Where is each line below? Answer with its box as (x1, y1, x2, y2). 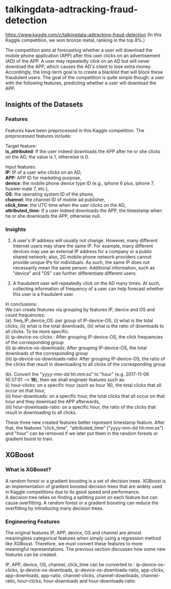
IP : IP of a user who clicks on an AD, (5, 169, 82, 175)
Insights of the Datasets (5, 100, 83, 109)
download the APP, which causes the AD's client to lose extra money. (5, 63, 152, 69)
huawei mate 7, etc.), (5, 185, 49, 191)
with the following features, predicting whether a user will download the (5, 80, 157, 86)
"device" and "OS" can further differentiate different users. (12, 270, 137, 276)
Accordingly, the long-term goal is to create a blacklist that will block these (5, 68, 163, 75)
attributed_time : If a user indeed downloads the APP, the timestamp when (5, 207, 162, 213)
